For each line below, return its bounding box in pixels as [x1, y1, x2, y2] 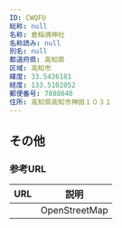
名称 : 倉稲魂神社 [9, 30, 65, 39]
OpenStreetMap [40, 204, 108, 217]
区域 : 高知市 [9, 64, 52, 73]
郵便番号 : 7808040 [9, 89, 74, 98]
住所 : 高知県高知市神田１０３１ [9, 97, 112, 107]
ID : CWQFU [9, 13, 47, 23]
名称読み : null [9, 38, 61, 48]
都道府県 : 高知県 [9, 55, 65, 64]
